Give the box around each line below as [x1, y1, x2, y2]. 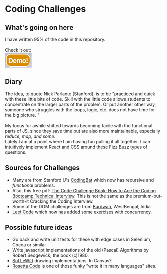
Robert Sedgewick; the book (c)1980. [12, 252, 89, 258]
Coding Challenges [5, 3, 86, 15]
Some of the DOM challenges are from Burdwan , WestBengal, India [12, 203, 151, 209]
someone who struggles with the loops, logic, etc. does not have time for [5, 106, 155, 113]
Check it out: [5, 47, 31, 53]
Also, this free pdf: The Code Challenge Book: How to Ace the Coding [12, 187, 156, 193]
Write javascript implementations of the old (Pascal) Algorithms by [12, 247, 149, 253]
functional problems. [12, 182, 56, 188]
